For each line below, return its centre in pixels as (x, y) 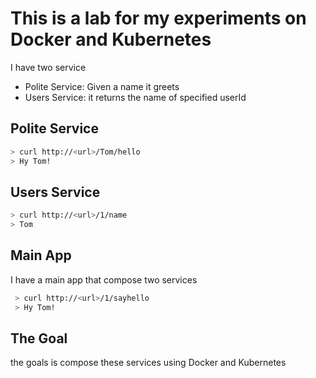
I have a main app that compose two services (104, 279)
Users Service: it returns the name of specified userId (135, 97)
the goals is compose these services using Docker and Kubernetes (148, 363)
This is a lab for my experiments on (158, 18)
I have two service (48, 67)
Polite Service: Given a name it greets (102, 86)
